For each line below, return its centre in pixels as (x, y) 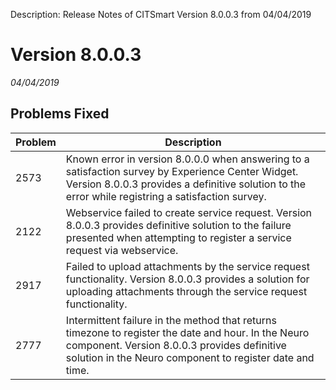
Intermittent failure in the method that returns (171, 320)
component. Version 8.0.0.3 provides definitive (176, 345)
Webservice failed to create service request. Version (189, 212)
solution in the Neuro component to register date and (190, 357)
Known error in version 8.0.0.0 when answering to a (187, 159)
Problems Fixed (60, 114)
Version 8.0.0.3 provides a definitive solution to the (186, 184)
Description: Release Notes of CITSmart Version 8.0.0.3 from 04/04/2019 (161, 14)
